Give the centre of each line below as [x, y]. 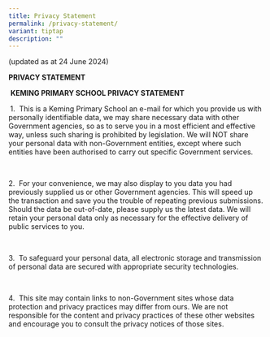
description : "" [36, 39]
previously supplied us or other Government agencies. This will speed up [131, 192]
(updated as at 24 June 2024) [59, 62]
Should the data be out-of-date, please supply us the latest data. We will [130, 210]
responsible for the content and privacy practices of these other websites [131, 315]
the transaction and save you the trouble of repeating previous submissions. [136, 201]
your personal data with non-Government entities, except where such [125, 144]
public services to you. [47, 227]
